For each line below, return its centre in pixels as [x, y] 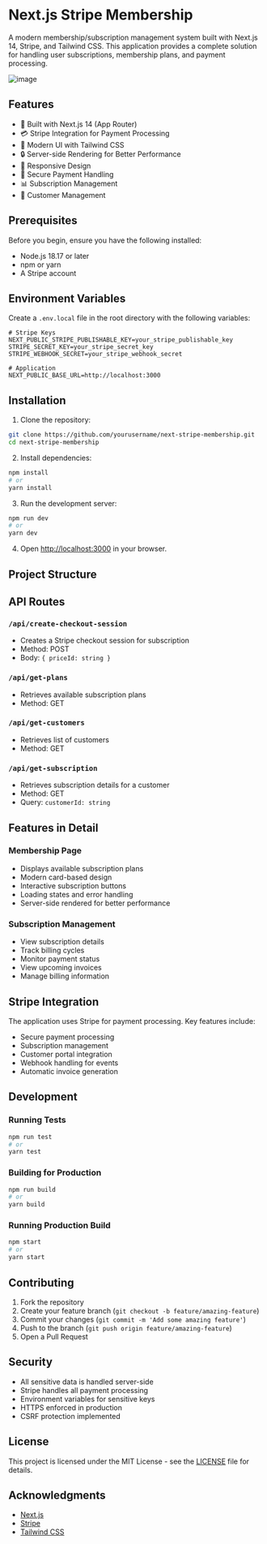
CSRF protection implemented [70, 1416]
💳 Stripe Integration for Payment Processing [95, 133]
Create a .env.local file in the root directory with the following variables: [129, 318]
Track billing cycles [52, 950]
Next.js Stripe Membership [101, 15]
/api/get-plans [38, 678]
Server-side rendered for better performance [95, 903]
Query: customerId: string [65, 802]
